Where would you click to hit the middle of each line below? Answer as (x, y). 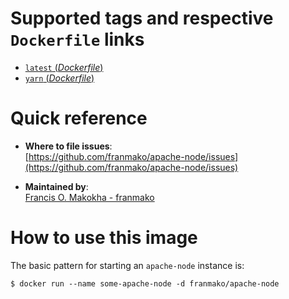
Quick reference (79, 118)
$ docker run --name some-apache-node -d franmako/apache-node (145, 283)
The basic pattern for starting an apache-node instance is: (127, 265)
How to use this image (104, 238)
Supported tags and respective (142, 18)
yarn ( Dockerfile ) (59, 78)
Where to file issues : (68, 146)
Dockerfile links (77, 39)
